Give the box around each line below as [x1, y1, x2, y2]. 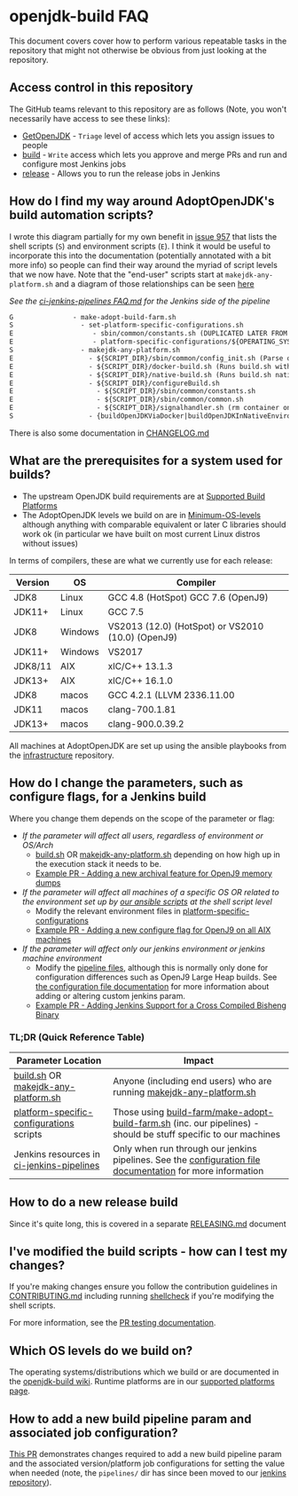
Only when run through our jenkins [112, 1142, 257, 1154]
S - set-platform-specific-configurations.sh [9, 321, 244, 330]
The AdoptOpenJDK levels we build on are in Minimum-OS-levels [21, 509, 262, 520]
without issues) [21, 538, 78, 548]
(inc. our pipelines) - [172, 1116, 260, 1129]
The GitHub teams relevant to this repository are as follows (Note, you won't [9, 104, 287, 114]
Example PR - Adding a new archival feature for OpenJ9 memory [35, 868, 273, 878]
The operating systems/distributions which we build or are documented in [9, 1366, 279, 1377]
